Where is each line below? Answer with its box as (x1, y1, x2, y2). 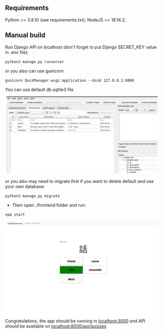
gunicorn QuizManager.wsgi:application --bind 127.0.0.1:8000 (5, 78, 134, 83)
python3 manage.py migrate (5, 193, 60, 199)
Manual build (5, 31, 45, 40)
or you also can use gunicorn (5, 68, 64, 74)
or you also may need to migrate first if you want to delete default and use (5, 178, 154, 184)
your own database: (5, 183, 45, 189)
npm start (5, 212, 25, 217)
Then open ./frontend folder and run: (12, 202, 86, 208)
